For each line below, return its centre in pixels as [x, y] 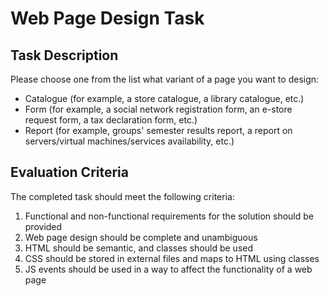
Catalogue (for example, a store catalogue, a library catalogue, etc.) [164, 98]
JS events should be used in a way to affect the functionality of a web [168, 269]
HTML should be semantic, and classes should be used [139, 248]
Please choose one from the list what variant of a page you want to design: [165, 79]
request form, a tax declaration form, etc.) [111, 120]
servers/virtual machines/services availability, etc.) [129, 141]
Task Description [64, 55]
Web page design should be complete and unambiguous [141, 237]
